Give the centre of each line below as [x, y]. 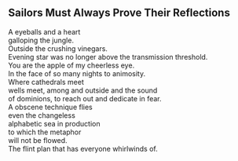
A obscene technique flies [50, 107]
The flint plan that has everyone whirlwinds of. [83, 148]
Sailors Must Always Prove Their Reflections [119, 13]
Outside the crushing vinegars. [58, 48]
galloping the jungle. [41, 40]
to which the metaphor [45, 132]
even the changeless [42, 115]
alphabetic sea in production [54, 123]
